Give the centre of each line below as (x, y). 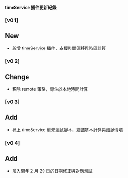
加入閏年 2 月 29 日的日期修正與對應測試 (52, 171)
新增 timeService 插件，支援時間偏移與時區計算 (59, 48)
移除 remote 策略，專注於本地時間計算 (50, 89)
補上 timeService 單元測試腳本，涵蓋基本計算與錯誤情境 (67, 130)
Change (17, 77)
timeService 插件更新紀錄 (31, 7)
